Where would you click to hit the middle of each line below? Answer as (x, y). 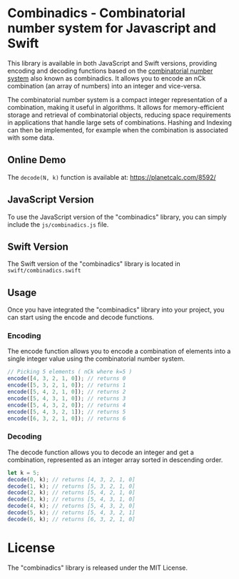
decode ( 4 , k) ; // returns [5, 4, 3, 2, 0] (71, 506)
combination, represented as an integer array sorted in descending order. (115, 460)
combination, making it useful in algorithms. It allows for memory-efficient (116, 107)
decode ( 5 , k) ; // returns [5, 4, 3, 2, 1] (71, 513)
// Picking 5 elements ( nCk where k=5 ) (70, 372)
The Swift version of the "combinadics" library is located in (94, 264)
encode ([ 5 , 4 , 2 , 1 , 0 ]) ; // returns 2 (67, 392)
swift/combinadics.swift (44, 271)
